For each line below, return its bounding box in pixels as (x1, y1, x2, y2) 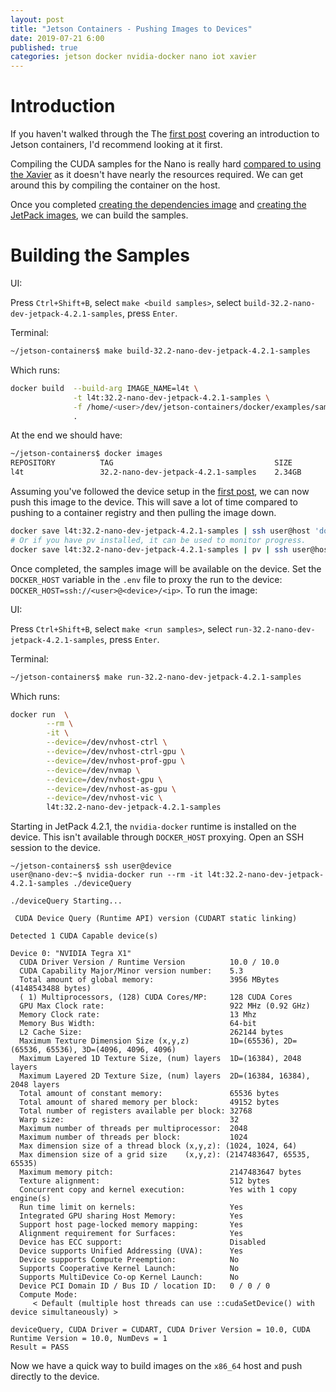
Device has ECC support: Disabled (19, 1237, 267, 1248)
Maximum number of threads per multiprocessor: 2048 (19, 1124, 248, 1134)
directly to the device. (10, 1371, 100, 1383)
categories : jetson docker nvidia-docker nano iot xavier (10, 52, 257, 62)
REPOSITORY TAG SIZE (10, 458, 293, 468)
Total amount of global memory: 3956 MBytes (19, 975, 280, 985)
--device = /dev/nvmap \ (46, 765, 141, 775)
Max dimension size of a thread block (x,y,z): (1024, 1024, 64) (19, 1141, 298, 1151)
